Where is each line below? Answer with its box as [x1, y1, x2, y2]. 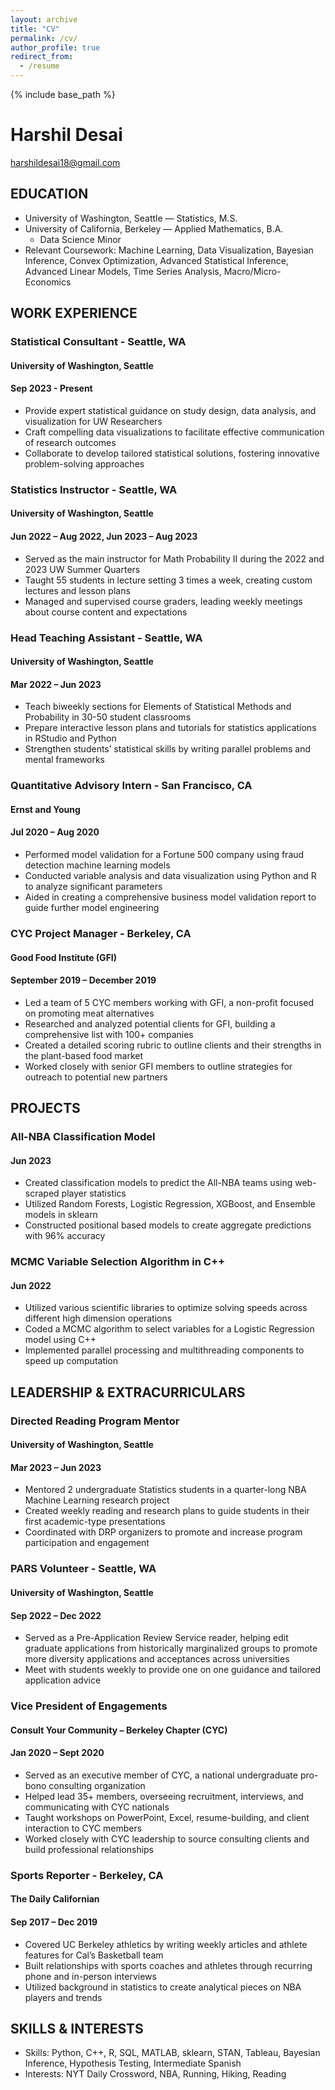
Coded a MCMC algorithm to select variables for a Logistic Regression [24, 1323, 315, 1335]
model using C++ [24, 1334, 97, 1346]
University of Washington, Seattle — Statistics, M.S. [24, 212, 238, 224]
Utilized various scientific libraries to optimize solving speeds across [24, 1302, 308, 1314]
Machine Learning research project [24, 1494, 170, 1506]
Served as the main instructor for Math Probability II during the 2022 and [24, 552, 325, 565]
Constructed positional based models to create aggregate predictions [24, 1219, 312, 1231]
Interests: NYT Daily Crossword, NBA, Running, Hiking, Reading [24, 2068, 287, 2080]
